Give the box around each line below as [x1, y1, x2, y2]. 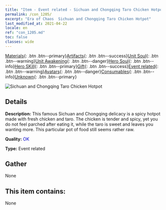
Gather [5, 160, 27, 168]
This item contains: [5, 187, 66, 195]
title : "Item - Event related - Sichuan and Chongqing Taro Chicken [5, 7, 149, 12]
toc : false [5, 35, 28, 40]
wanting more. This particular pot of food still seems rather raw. [5, 126, 135, 132]
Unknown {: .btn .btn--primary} [14, 73, 77, 79]
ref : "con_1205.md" [5, 30, 45, 35]
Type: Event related [5, 145, 45, 151]
